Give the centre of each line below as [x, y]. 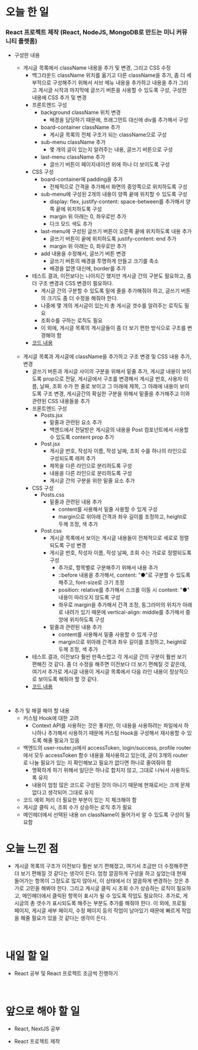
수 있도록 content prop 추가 [82, 437]
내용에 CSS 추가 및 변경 [59, 98]
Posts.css [52, 495]
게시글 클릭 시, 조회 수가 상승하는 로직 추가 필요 [77, 807]
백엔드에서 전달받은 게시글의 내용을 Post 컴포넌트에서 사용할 [119, 430]
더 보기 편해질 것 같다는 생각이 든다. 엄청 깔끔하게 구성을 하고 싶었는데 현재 [100, 873]
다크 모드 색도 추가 [71, 224]
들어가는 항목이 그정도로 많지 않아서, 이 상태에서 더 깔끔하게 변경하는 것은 [99, 881]
